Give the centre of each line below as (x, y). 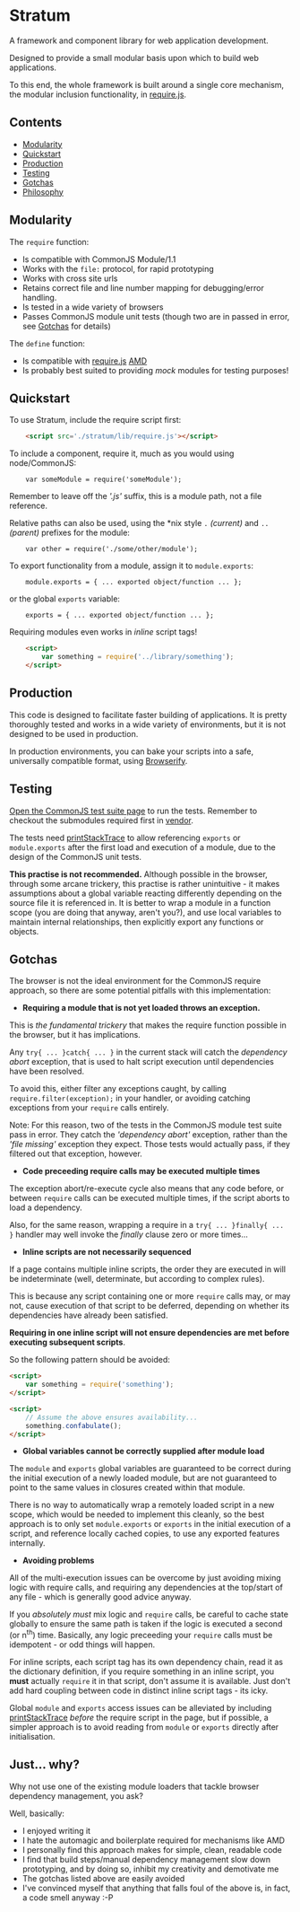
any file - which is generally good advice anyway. (101, 1597)
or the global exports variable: (65, 599)
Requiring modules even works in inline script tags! (103, 632)
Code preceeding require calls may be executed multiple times (141, 1171)
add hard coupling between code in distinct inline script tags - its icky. (139, 1691)
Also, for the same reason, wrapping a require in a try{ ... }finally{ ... (147, 1225)
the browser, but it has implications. (75, 1035)
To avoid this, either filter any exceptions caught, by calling (118, 1089)
